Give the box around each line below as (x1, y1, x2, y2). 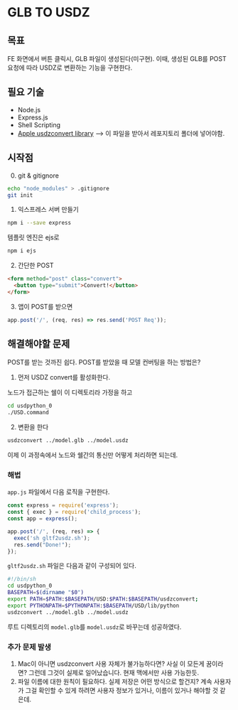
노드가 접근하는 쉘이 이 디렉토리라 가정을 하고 (7, 388, 133, 397)
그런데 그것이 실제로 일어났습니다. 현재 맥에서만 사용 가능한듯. (28, 669, 200, 677)
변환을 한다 (17, 423, 49, 431)
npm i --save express (7, 220, 72, 227)
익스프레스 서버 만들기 (17, 205, 80, 214)
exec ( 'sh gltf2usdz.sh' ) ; (13, 534, 91, 542)
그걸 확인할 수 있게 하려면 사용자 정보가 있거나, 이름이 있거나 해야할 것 (25, 687, 219, 695)
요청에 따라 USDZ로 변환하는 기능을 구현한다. (7, 63, 133, 72)
